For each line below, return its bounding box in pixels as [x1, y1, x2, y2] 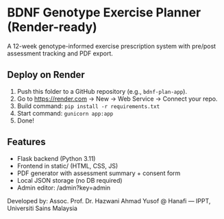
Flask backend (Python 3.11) [16, 154, 96, 162]
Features [7, 136, 46, 148]
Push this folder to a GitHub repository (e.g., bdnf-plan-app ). [16, 87, 187, 95]
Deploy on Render [7, 69, 86, 81]
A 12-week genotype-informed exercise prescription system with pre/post [7, 42, 216, 50]
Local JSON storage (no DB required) [16, 176, 123, 184]
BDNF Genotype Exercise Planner [7, 5, 201, 21]
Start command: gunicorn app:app [16, 109, 114, 117]
